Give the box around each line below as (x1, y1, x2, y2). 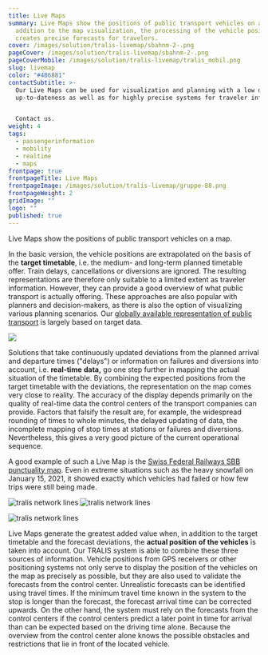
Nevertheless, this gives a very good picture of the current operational (8, 433, 239, 442)
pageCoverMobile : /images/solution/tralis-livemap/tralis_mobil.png (8, 57, 241, 65)
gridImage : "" (8, 197, 56, 205)
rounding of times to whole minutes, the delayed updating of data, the (8, 415, 238, 425)
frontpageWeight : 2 (8, 190, 73, 198)
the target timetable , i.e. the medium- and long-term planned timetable (8, 258, 243, 267)
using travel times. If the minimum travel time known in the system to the (8, 588, 246, 597)
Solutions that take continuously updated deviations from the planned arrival (8, 347, 259, 357)
